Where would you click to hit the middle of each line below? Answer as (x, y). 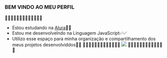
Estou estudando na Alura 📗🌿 (41, 28)
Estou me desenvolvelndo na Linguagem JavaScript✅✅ (69, 33)
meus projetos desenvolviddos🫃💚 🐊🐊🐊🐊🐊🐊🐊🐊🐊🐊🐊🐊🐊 (66, 45)
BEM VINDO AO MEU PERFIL (40, 7)
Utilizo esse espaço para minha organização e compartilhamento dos (84, 39)
